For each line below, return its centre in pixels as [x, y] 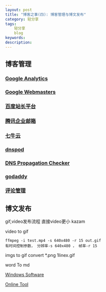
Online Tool [17, 284]
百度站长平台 [21, 106]
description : [19, 43]
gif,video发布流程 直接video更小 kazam [45, 221]
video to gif [17, 231]
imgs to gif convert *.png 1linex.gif [40, 255]
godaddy [16, 176]
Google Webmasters [30, 92]
